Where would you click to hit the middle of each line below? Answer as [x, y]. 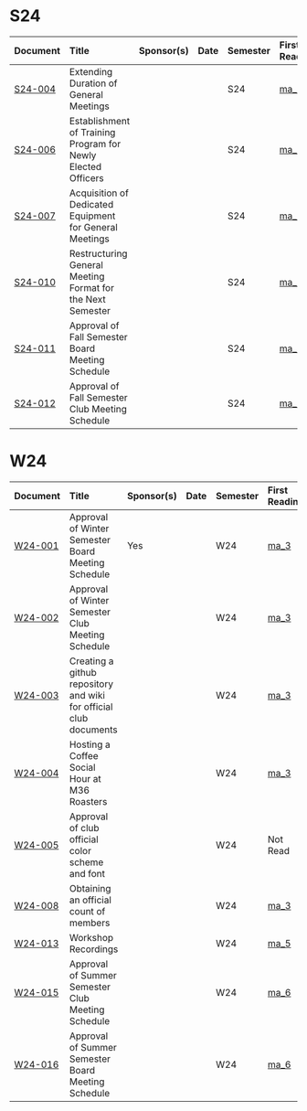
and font [87, 873]
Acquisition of [99, 193]
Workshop [91, 937]
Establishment [100, 121]
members [90, 923]
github [83, 672]
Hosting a [90, 744]
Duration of [93, 83]
